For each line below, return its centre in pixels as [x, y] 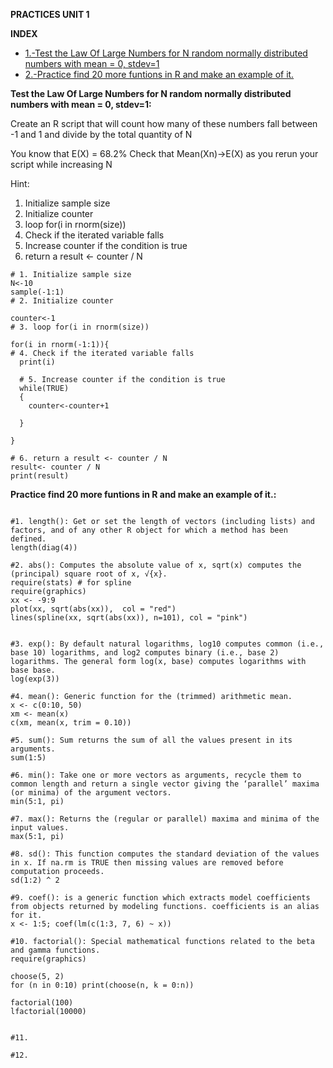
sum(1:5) [28, 758]
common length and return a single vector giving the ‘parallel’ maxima [165, 784]
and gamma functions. [55, 950]
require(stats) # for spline [71, 583]
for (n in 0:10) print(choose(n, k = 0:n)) [102, 985]
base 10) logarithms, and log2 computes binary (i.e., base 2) [145, 653]
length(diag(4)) [44, 548]
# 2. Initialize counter [62, 301]
